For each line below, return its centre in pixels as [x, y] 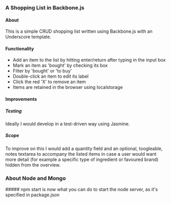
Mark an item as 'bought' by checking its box [60, 65]
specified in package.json [33, 195]
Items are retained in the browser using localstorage [68, 87]
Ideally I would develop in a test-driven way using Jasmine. [68, 124]
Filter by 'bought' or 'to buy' [42, 71]
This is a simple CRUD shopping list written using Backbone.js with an [79, 31]
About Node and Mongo [36, 178]
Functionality [20, 48]
